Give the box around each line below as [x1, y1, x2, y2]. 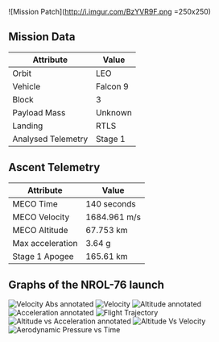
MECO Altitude [12, 224, 68, 236]
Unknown [95, 106, 133, 118]
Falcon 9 [95, 81, 129, 92]
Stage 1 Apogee [12, 250, 74, 261]
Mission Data [8, 30, 76, 44]
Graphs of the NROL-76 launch [8, 278, 165, 292]
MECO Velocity [12, 211, 70, 223]
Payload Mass [12, 106, 66, 118]
